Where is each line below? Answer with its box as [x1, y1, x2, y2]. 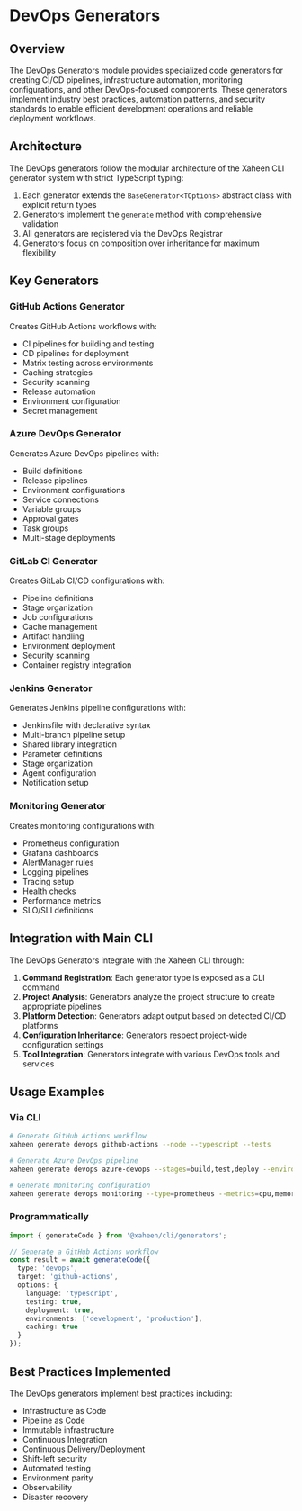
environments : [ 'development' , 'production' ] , [25, 1314, 203, 1323]
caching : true [25, 1322, 78, 1332]
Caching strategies [22, 366, 93, 378]
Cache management [22, 622, 98, 633]
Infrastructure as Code [22, 1405, 107, 1416]
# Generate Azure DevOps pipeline [9, 1156, 139, 1165]
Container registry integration [22, 660, 132, 670]
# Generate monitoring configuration [9, 1181, 151, 1190]
